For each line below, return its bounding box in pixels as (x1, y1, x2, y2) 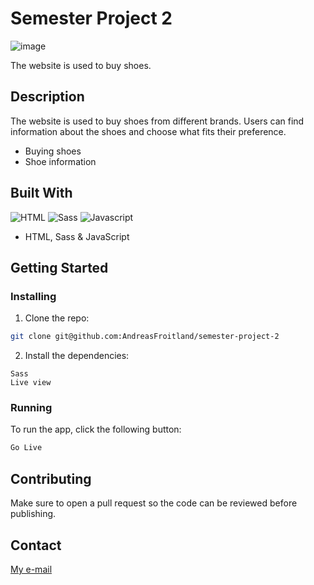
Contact (10, 537, 62, 554)
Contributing (10, 470, 92, 487)
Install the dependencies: (24, 350, 130, 362)
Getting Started (10, 259, 109, 276)
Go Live (10, 443, 43, 453)
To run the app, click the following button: (10, 423, 182, 436)
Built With (10, 185, 73, 202)
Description (10, 88, 85, 106)
